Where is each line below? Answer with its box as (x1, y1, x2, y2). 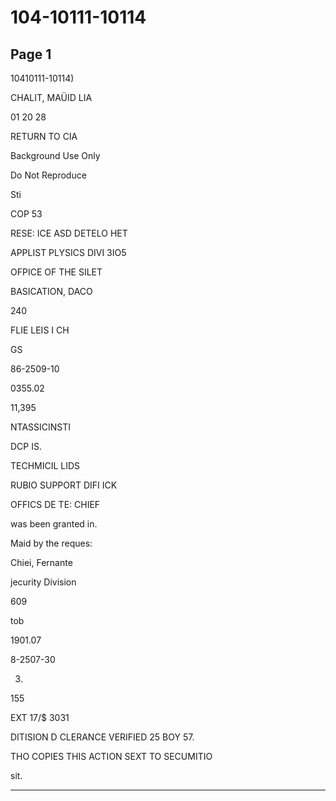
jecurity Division (10, 576, 77, 588)
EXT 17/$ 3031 (10, 712, 70, 723)
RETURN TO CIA (10, 131, 78, 142)
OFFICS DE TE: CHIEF (10, 499, 101, 510)
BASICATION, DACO (10, 286, 93, 297)
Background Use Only (10, 150, 101, 161)
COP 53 (10, 208, 43, 220)
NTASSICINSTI (10, 421, 72, 433)
